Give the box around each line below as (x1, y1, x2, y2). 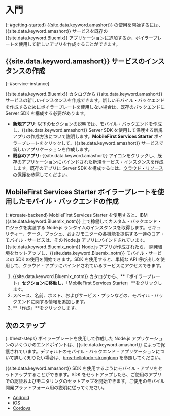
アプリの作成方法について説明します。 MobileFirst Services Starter (12, 133, 153, 140)
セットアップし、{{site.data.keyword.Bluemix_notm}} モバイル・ (14, 250, 149, 256)
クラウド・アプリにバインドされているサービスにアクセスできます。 (22, 262, 164, 268)
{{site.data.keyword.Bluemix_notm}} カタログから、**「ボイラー (12, 273, 147, 279)
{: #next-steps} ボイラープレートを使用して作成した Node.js (5, 335, 131, 342)
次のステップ (5, 321, 46, 330)
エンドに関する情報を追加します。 (17, 298, 88, 304)
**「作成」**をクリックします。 (12, 305, 80, 311)
